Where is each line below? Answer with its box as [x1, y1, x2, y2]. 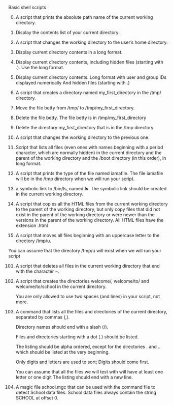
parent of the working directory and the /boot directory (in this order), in [15, 155, 166, 161]
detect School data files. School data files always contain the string [15, 389, 157, 395]
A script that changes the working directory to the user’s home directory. [15, 39, 168, 45]
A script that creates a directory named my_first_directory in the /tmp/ [15, 90, 161, 96]
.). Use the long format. [15, 65, 64, 70]
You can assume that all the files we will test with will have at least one [15, 369, 163, 374]
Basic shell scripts [8, 5, 46, 10]
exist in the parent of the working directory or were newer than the [15, 212, 155, 218]
